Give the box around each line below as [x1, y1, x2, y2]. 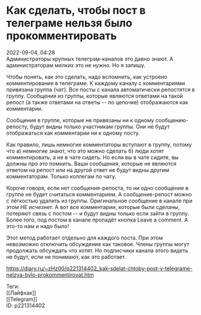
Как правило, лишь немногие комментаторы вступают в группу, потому [6, 141, 192, 148]
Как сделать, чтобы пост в [6, 4, 146, 17]
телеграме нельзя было [6, 16, 133, 30]
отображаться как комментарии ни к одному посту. [6, 129, 140, 137]
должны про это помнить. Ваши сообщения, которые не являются [6, 160, 177, 167]
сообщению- [155, 116, 189, 123]
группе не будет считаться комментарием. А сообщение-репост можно [6, 190, 192, 198]
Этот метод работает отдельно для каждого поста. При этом [6, 234, 163, 241]
